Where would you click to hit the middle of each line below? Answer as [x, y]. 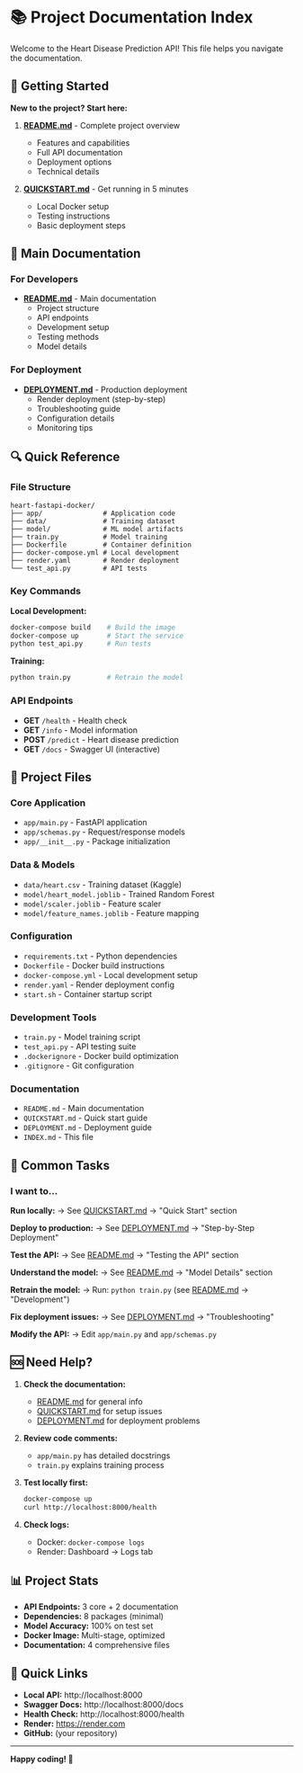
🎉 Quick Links [49, 1673]
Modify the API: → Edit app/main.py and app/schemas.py [113, 1334]
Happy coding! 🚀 [42, 1760]
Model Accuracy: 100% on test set [88, 1626]
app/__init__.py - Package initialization [97, 842]
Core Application [48, 803]
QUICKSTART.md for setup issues [99, 1411]
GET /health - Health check [75, 720]
